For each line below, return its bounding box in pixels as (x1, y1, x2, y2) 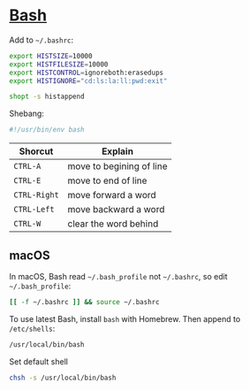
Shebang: (9, 108, 44, 119)
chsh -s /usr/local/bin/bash (9, 373, 117, 382)
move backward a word (67, 203, 165, 216)
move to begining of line (67, 160, 168, 172)
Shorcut (19, 145, 54, 157)
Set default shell (9, 356, 69, 367)
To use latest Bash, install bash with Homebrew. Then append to (9, 313, 241, 324)
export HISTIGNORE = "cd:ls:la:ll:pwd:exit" (9, 76, 168, 85)
